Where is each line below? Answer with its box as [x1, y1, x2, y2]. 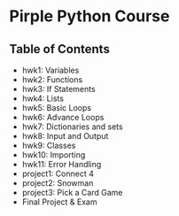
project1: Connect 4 [21, 168, 95, 179]
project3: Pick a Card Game [21, 188, 123, 197]
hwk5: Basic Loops [21, 103, 91, 112]
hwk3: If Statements [21, 84, 96, 94]
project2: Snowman [21, 178, 94, 188]
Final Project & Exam [21, 197, 97, 207]
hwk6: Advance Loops [21, 112, 105, 122]
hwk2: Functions [21, 74, 83, 85]
